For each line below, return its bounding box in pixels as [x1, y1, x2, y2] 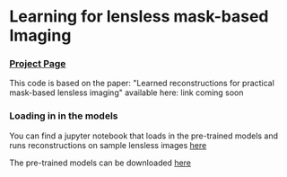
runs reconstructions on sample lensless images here [9, 139, 207, 150]
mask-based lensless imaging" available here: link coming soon [9, 87, 244, 98]
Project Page [9, 58, 66, 70]
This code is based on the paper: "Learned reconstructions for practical [9, 78, 275, 89]
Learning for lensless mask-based [9, 6, 269, 27]
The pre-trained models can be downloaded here [9, 157, 191, 168]
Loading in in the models [9, 110, 118, 122]
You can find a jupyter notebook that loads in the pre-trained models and [9, 130, 279, 141]
